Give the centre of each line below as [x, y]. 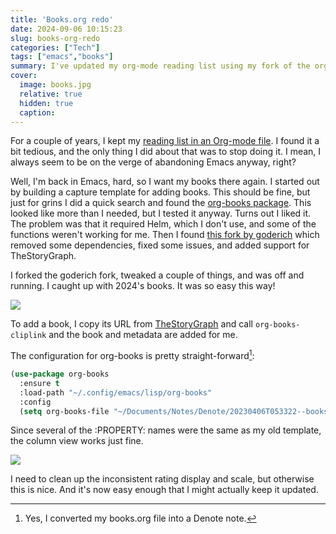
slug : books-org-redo [55, 38]
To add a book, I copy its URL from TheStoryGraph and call [131, 324]
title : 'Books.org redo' [62, 19]
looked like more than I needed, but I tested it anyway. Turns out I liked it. [161, 213]
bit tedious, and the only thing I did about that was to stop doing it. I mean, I [166, 152]
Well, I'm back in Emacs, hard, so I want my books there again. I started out [165, 182]
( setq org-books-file [64, 411]
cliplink [28, 336]
